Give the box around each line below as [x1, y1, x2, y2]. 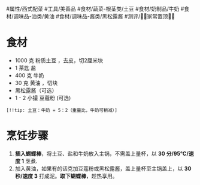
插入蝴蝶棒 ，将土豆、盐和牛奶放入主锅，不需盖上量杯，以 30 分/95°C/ [14, 150, 189, 157]
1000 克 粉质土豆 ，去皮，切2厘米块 [14, 56, 104, 64]
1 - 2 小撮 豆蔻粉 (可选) [14, 94, 71, 101]
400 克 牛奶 [14, 71, 44, 79]
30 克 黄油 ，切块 [14, 79, 58, 86]
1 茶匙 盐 [14, 64, 37, 71]
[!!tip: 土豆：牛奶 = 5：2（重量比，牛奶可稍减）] [6, 107, 118, 113]
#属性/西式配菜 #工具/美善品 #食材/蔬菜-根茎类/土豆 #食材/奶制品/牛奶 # [6, 5, 184, 12]
